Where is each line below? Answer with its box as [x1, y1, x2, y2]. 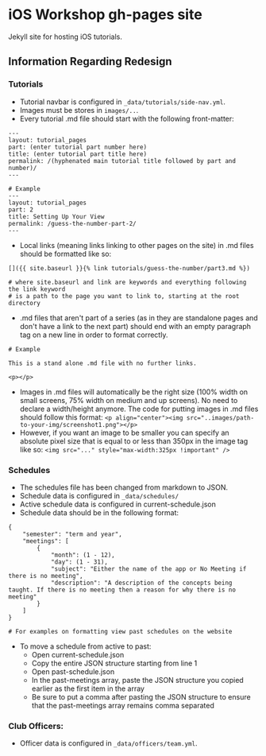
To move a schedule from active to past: [19, 642, 152, 651]
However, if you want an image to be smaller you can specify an [19, 428, 229, 437]
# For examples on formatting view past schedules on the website [8, 627, 233, 635]
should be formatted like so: [19, 249, 112, 258]
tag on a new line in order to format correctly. [19, 330, 168, 339]
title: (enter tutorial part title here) [8, 149, 148, 158]
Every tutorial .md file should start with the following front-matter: [19, 114, 234, 123]
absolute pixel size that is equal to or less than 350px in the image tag [19, 436, 249, 446]
